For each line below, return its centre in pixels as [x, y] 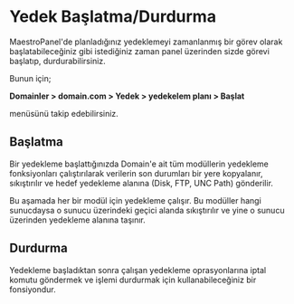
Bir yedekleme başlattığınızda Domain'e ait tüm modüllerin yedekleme [139, 164]
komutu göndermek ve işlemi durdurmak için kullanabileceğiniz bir [133, 280]
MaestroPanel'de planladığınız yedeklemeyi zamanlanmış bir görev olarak [146, 42]
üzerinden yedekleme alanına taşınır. [78, 220]
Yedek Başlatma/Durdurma [113, 17]
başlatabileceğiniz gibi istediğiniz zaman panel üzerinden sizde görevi [139, 51]
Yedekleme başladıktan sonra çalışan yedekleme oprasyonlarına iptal [138, 270]
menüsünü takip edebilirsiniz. [64, 113]
